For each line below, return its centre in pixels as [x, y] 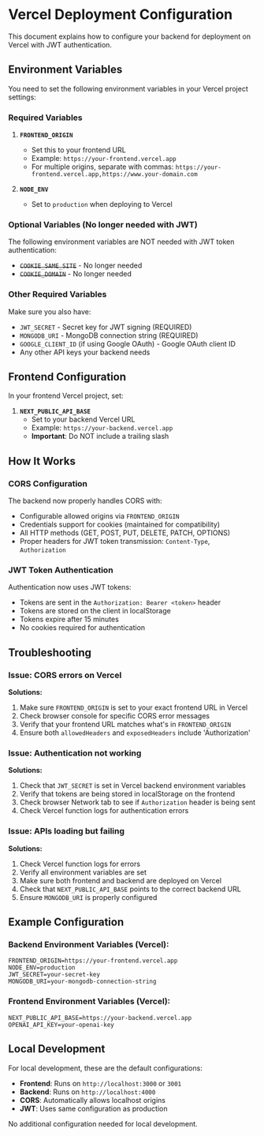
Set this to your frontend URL [78, 150]
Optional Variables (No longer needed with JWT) [103, 224]
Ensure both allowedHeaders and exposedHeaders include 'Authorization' [135, 733]
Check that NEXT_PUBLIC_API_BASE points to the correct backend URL [130, 889]
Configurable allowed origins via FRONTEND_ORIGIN [99, 516]
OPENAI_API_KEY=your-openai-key [61, 1025]
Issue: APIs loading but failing [66, 831]
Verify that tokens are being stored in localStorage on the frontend [127, 794]
